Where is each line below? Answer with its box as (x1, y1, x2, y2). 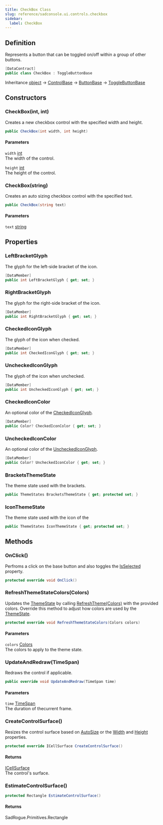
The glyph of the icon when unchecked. (5, 373, 85, 379)
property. (5, 568, 24, 574)
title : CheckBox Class (5, 7, 51, 12)
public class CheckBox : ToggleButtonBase (5, 71, 92, 75)
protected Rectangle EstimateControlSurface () (5, 793, 101, 798)
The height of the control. (5, 170, 56, 176)
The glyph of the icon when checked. (5, 336, 80, 342)
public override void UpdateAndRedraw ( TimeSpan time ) (5, 679, 117, 684)
